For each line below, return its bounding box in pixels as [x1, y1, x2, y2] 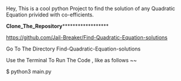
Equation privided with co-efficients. [6, 11, 94, 18]
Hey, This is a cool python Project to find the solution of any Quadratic [6, 5, 176, 12]
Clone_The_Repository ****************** [6, 23, 109, 29]
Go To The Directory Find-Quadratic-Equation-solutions [6, 45, 141, 52]
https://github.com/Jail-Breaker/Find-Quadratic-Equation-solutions [6, 34, 168, 41]
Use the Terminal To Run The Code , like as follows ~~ [6, 57, 137, 63]
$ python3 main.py [6, 68, 52, 75]
